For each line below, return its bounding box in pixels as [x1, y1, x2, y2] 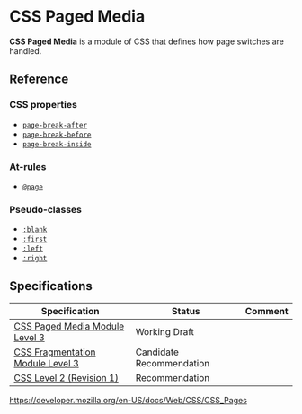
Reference [9, 72, 69, 87]
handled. [9, 45, 42, 56]
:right [22, 254, 48, 263]
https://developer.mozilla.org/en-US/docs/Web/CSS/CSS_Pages [9, 395, 247, 406]
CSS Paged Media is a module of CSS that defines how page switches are [9, 36, 285, 47]
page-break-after [22, 120, 88, 129]
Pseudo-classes [9, 203, 83, 216]
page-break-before [22, 130, 92, 139]
